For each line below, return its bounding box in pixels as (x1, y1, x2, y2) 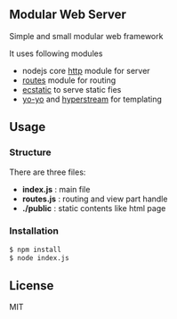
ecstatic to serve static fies (21, 84, 122, 94)
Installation (9, 225, 60, 237)
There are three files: (9, 167, 86, 177)
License (9, 278, 54, 293)
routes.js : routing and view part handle (21, 193, 168, 204)
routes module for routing (21, 75, 117, 86)
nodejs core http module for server (21, 65, 150, 76)
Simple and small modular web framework (9, 30, 164, 41)
